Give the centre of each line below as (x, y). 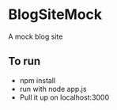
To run (25, 61)
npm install (38, 80)
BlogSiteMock (55, 15)
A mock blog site (36, 36)
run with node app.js (53, 89)
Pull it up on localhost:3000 (64, 97)
